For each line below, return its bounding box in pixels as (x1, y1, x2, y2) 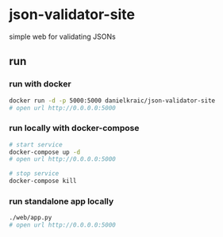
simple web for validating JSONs (9, 32, 116, 41)
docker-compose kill (9, 177, 78, 185)
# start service (9, 140, 63, 148)
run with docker (9, 78, 71, 90)
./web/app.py (9, 214, 52, 222)
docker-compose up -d (9, 148, 81, 156)
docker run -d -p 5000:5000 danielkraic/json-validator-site (9, 97, 216, 105)
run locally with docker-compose (9, 123, 140, 134)
